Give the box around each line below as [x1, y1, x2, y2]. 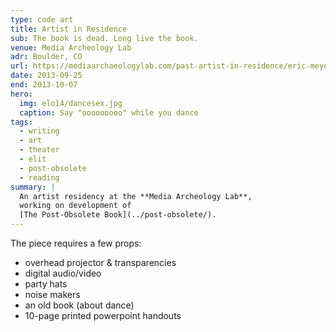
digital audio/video [24, 267, 102, 279]
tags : [10, 117, 33, 127]
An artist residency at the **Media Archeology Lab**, [19, 191, 253, 201]
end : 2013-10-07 [10, 80, 78, 90]
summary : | [10, 182, 56, 192]
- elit [19, 154, 47, 164]
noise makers [24, 289, 81, 300]
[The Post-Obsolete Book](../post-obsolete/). [19, 210, 217, 220]
